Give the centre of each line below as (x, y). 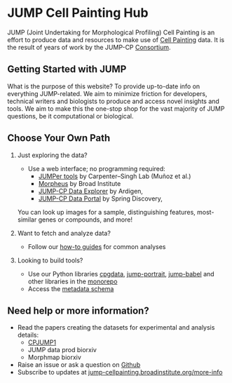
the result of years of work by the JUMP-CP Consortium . (89, 47)
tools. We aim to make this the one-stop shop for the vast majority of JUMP (116, 108)
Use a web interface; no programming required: (97, 168)
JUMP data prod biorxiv (62, 350)
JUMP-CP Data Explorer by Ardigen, (91, 191)
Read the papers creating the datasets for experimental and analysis (116, 328)
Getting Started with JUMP (67, 69)
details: (28, 335)
